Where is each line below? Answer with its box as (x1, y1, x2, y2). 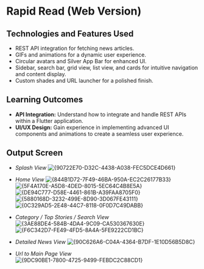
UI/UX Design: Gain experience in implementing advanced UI (15, 124, 169, 131)
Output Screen (6, 148, 63, 158)
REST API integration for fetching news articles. (15, 44, 135, 52)
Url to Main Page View (15, 250, 72, 257)
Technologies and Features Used (6, 29, 134, 39)
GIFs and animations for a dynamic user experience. (15, 51, 146, 58)
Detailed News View (15, 238, 66, 245)
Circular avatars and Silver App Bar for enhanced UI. (15, 58, 147, 65)
